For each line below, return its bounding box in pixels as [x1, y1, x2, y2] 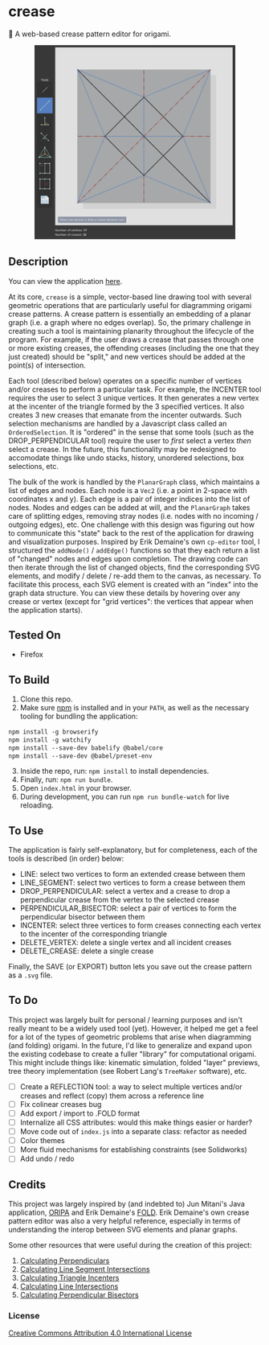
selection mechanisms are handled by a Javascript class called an [8, 418, 227, 428]
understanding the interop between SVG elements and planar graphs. [8, 1225, 238, 1235]
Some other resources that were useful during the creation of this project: [8, 1240, 252, 1250]
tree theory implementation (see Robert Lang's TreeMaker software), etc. [8, 1066, 247, 1076]
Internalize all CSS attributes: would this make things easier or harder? [19, 1117, 253, 1128]
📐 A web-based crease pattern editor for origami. [8, 29, 171, 39]
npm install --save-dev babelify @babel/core [8, 744, 163, 752]
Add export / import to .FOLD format [19, 1108, 141, 1118]
